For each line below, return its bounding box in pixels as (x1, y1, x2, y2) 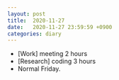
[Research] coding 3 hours (17, 57, 96, 66)
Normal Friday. (17, 64, 61, 73)
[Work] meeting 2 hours (17, 50, 88, 58)
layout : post (7, 10, 46, 18)
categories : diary (7, 30, 62, 38)
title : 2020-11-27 (7, 17, 65, 24)
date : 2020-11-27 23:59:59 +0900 (7, 23, 113, 30)
